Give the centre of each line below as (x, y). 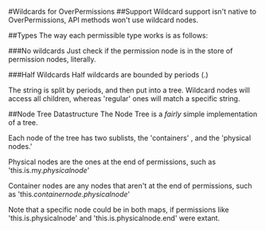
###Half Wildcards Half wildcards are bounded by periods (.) (108, 74)
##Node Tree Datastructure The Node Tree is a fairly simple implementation (133, 114)
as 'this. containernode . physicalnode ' (69, 194)
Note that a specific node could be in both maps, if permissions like (119, 209)
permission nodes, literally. (53, 59)
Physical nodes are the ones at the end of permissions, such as (112, 162)
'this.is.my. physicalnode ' (49, 170)
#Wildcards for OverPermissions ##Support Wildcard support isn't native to (132, 12)
